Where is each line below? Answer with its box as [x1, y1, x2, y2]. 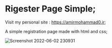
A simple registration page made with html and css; [5, 28, 108, 34]
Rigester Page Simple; [5, 3, 96, 14]
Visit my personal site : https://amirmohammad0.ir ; [5, 19, 106, 25]
